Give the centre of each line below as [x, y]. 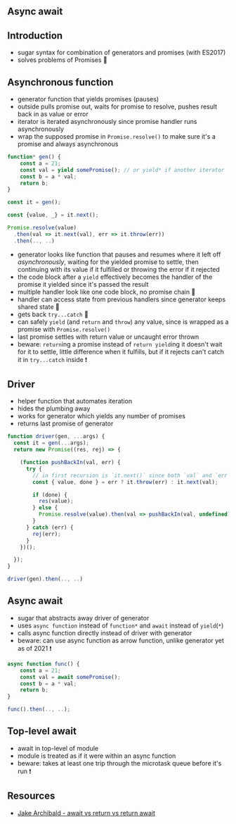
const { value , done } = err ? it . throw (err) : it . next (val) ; [125, 482]
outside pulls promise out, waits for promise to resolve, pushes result [117, 107]
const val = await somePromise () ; [70, 677]
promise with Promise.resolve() [64, 329]
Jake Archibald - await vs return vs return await [86, 813]
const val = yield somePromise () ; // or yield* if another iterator [122, 170]
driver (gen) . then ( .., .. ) [45, 579]
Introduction [35, 36]
